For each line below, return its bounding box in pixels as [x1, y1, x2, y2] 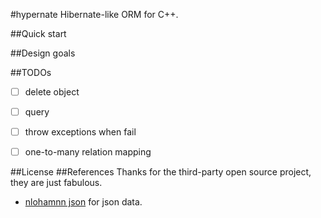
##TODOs [10, 67, 52, 78]
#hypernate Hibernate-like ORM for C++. [10, 9, 179, 20]
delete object [24, 86, 80, 98]
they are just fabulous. [10, 177, 103, 189]
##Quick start [10, 28, 67, 39]
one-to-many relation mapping [24, 146, 152, 158]
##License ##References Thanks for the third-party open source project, [10, 166, 312, 178]
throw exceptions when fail [24, 126, 137, 138]
